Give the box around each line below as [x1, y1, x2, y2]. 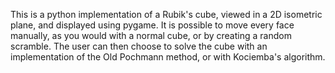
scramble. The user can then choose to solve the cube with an [10, 40, 268, 52]
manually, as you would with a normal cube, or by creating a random [10, 30, 292, 41]
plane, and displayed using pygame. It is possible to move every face [10, 19, 295, 31]
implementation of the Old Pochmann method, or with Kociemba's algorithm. [10, 51, 326, 63]
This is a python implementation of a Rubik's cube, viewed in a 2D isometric [10, 9, 323, 20]
